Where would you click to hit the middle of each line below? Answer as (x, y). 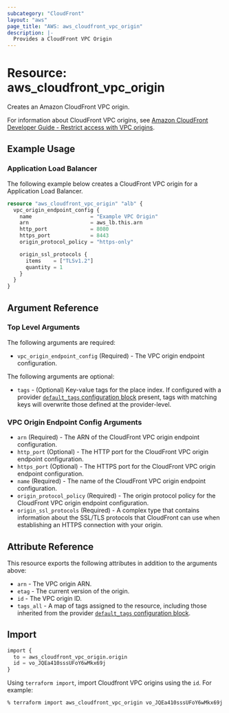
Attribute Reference (51, 547)
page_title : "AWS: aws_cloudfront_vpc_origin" (75, 26)
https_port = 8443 (64, 236)
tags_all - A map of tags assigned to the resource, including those (112, 606)
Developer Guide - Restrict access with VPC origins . (81, 127)
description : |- (30, 33)
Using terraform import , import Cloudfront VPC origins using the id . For (109, 683)
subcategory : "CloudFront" (46, 13)
